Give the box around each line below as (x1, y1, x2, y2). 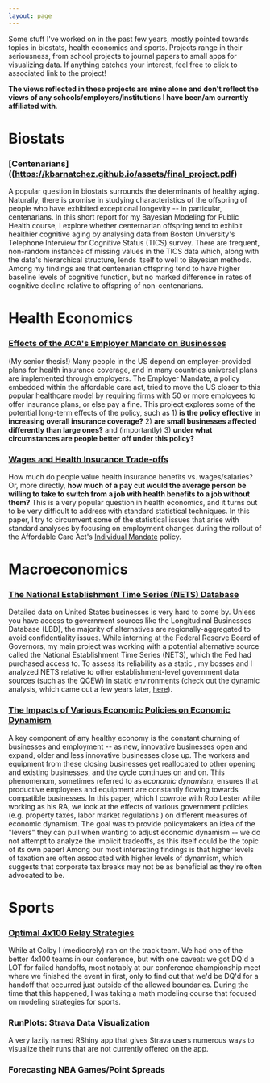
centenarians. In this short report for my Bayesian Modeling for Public (8, 212, 239, 222)
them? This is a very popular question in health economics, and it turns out (8, 497, 258, 507)
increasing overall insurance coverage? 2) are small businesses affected (8, 416, 257, 426)
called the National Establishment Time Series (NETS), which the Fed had (8, 650, 251, 660)
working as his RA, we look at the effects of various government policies (8, 801, 248, 811)
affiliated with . (8, 101, 58, 111)
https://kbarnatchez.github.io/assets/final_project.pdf (15, 168, 235, 179)
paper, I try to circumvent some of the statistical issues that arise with (8, 514, 239, 525)
